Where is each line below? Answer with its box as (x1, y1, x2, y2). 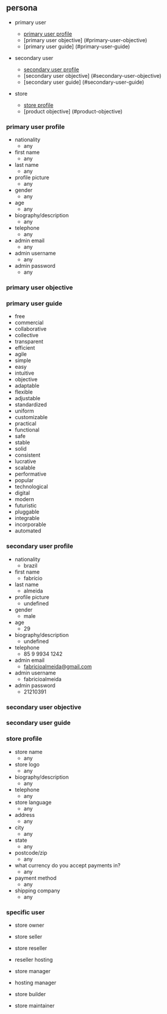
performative (14, 470, 47, 478)
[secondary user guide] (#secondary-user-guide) (23, 78, 144, 85)
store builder (14, 991, 46, 998)
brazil (23, 562, 37, 569)
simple (14, 357, 31, 364)
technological (14, 483, 49, 490)
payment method (14, 874, 57, 882)
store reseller (14, 945, 47, 952)
